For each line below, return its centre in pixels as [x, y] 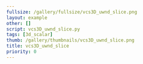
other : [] [19, 23]
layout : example [27, 18]
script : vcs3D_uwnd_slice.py [43, 29]
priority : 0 [21, 52]
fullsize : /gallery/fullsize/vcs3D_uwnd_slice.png [72, 12]
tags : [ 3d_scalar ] [30, 35]
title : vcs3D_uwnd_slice [38, 46]
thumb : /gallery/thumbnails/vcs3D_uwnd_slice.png [71, 40]
